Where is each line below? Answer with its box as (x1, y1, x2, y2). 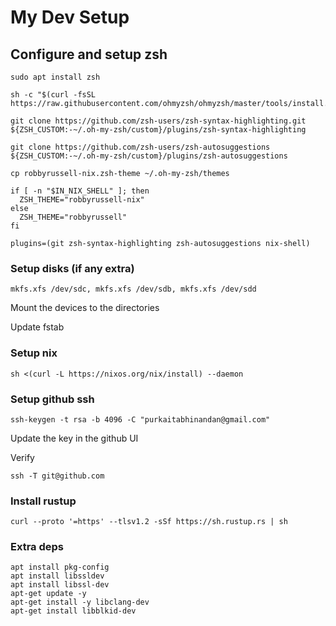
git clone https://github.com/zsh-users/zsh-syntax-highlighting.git (10, 116, 307, 126)
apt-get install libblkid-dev (10, 606, 137, 616)
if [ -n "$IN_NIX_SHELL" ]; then (10, 186, 150, 196)
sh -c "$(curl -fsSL (10, 90, 97, 100)
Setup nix (10, 346, 58, 360)
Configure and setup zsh (10, 46, 168, 63)
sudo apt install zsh (10, 72, 101, 82)
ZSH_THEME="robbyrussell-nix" (19, 195, 145, 205)
